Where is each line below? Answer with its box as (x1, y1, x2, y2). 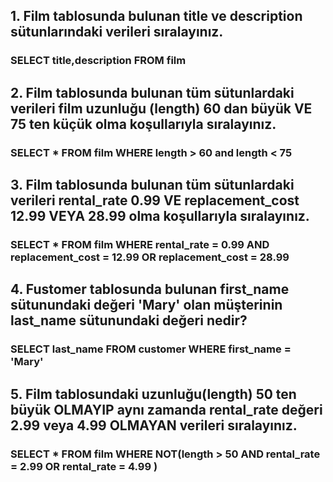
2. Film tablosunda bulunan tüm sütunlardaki (10, 84, 295, 101)
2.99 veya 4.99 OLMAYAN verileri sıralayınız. (10, 417, 298, 434)
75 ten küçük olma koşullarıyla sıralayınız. (10, 115, 277, 133)
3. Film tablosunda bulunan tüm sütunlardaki (10, 177, 295, 194)
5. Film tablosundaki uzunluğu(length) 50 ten (10, 385, 297, 403)
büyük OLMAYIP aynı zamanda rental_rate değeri (10, 401, 323, 418)
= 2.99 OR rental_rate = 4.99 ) (10, 459, 158, 473)
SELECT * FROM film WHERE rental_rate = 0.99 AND (10, 237, 270, 251)
